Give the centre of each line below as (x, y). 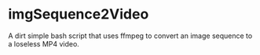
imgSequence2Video (79, 14)
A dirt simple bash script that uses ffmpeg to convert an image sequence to (130, 36)
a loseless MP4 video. (44, 43)
